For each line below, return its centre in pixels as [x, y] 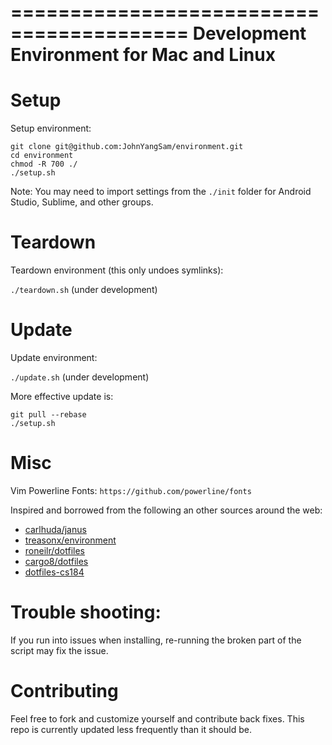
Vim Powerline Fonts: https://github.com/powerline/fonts [131, 490]
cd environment [42, 156]
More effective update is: [62, 396]
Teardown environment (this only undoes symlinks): [117, 270]
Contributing [64, 691]
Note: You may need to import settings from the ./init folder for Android [161, 192]
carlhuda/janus [55, 529]
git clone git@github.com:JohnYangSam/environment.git [127, 147]
